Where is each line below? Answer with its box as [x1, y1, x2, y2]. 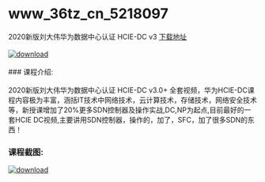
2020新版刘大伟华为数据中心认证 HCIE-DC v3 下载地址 [8, 32, 187, 41]
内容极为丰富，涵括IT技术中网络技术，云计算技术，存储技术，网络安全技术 [14, 95, 257, 104]
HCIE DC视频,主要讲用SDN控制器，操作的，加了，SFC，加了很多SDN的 [14, 115, 248, 124]
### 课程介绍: [8, 66, 54, 76]
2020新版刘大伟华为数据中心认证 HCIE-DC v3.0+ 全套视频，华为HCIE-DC [8, 85, 248, 95]
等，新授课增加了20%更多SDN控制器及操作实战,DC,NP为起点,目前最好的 [8, 104, 244, 115]
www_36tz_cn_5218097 [8, 5, 168, 23]
